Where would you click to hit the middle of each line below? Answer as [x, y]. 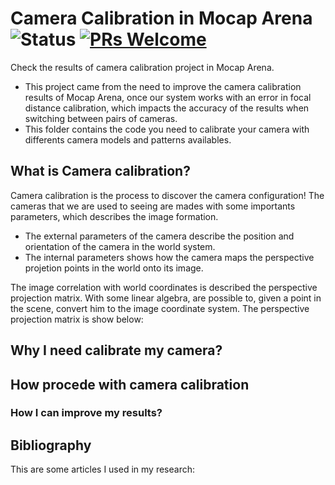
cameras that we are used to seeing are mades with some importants [153, 206]
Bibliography [51, 445]
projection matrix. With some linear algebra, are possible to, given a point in [166, 298]
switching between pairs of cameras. [101, 118]
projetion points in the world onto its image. [114, 268]
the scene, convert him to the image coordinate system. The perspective [160, 308]
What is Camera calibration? [100, 171]
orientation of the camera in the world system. [120, 246]
